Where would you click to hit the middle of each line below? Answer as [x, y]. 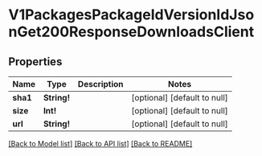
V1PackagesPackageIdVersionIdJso [131, 15]
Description [100, 84]
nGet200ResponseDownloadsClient [131, 32]
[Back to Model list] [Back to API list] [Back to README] [100, 144]
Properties [35, 62]
